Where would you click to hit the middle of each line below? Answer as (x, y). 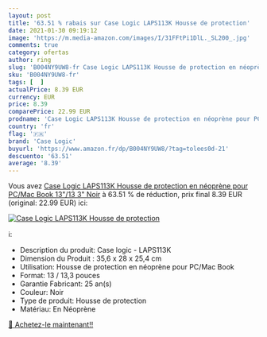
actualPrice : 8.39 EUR (46, 89)
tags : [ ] (26, 82)
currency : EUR (32, 97)
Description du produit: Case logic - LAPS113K (95, 250)
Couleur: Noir (42, 292)
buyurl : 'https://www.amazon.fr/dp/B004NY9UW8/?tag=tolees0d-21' (118, 149)
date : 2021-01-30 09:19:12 (53, 30)
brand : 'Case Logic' (43, 141)
